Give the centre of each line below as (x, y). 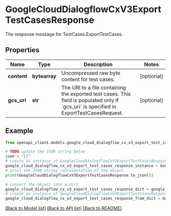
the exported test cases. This (96, 94)
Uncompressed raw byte (91, 73)
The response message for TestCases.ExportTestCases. (64, 34)
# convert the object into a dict (42, 184)
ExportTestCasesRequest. (92, 113)
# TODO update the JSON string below (45, 152)
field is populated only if (90, 100)
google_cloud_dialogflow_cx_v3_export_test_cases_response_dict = (77, 189)
